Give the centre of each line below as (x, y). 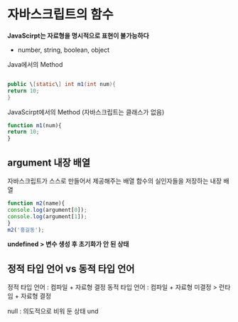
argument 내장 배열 (49, 162)
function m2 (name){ (36, 203)
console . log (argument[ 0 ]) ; (47, 210)
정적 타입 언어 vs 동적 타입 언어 (71, 268)
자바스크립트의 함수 (60, 15)
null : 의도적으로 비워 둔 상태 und (53, 311)
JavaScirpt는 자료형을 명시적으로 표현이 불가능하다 (78, 36)
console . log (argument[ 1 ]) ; (47, 216)
